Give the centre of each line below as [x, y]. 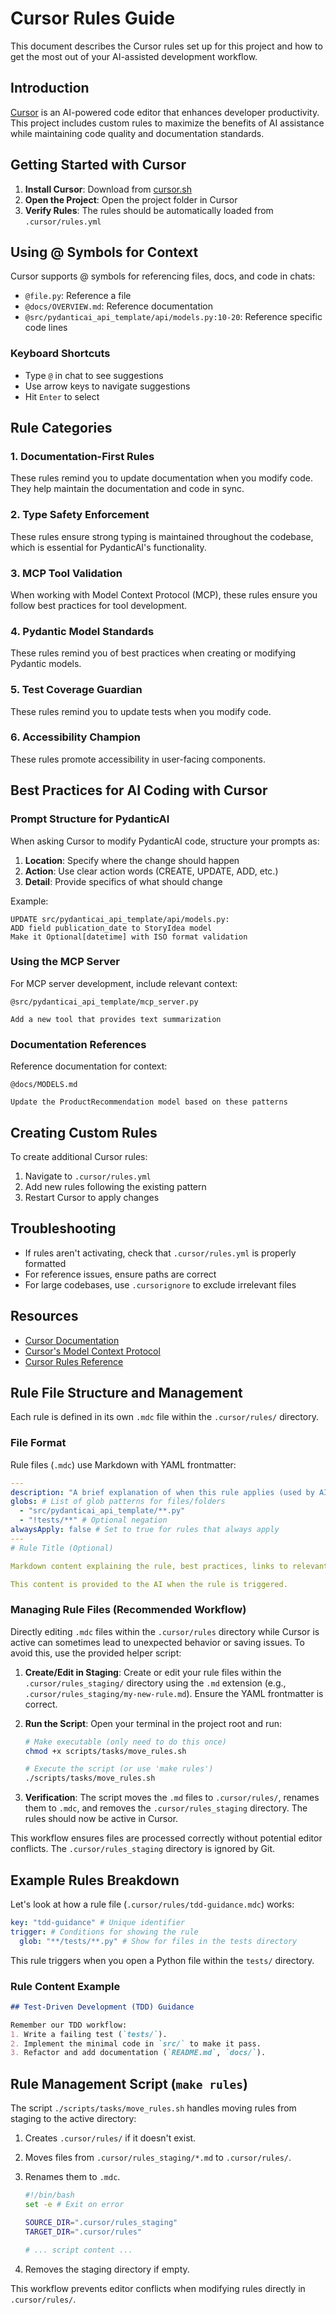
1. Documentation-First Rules [82, 456]
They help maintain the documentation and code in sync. [127, 489]
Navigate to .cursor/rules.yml [88, 1176]
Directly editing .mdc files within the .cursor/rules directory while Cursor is [165, 1631]
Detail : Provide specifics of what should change [123, 881]
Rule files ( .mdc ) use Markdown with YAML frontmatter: [123, 1464]
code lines [46, 328]
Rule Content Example [65, 1986]
